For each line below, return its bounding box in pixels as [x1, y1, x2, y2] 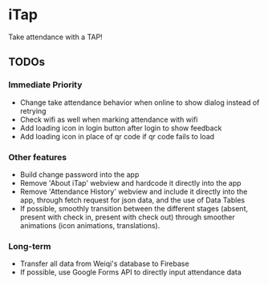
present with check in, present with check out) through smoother [19, 212, 235, 222]
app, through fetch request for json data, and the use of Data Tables [19, 195, 246, 205]
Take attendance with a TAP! [8, 32, 103, 42]
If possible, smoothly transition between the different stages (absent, [19, 203, 249, 213]
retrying [19, 106, 47, 115]
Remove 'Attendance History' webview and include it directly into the [19, 187, 248, 196]
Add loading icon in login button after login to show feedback [19, 122, 222, 133]
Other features [8, 151, 67, 163]
